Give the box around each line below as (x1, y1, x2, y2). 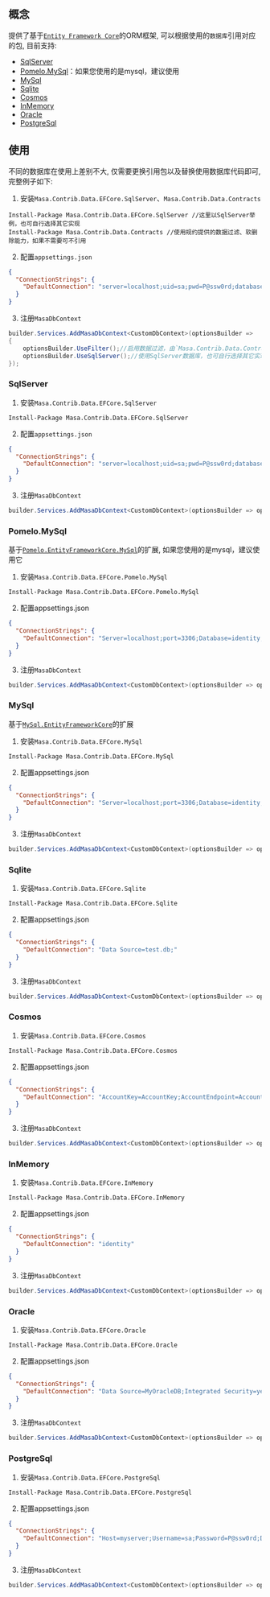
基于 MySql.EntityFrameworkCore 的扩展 (8, 719, 134, 728)
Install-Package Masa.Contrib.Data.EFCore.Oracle (8, 1341, 178, 1349)
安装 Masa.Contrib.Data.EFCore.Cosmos (19, 1030, 146, 1040)
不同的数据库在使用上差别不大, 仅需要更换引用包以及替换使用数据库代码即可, (8, 166, 261, 175)
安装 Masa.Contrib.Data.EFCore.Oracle (19, 1325, 146, 1335)
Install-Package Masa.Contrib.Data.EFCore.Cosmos (8, 1046, 178, 1054)
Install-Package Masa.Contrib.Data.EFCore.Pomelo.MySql (8, 588, 199, 596)
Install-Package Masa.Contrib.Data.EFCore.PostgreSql (8, 1488, 193, 1496)
